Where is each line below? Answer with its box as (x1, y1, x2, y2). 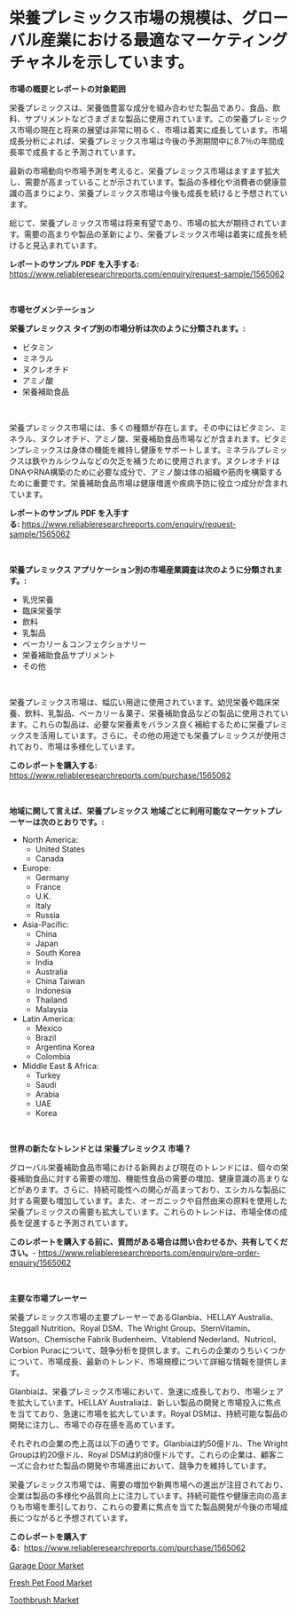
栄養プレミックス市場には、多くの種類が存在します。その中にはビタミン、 (9, 422, 280, 433)
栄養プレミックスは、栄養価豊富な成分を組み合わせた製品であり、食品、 (9, 102, 273, 113)
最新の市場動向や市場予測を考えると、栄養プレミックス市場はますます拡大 (9, 165, 281, 176)
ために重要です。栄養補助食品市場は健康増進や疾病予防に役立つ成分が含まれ (9, 477, 288, 488)
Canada (35, 853, 65, 863)
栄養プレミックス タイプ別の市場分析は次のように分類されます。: (9, 323, 246, 334)
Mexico (35, 1022, 63, 1034)
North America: (21, 834, 78, 845)
